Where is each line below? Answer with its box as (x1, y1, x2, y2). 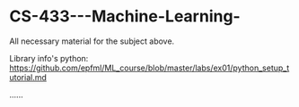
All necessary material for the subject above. (9, 36, 175, 46)
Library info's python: (9, 53, 89, 63)
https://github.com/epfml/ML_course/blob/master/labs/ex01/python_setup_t (9, 62, 290, 73)
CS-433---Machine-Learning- (9, 6, 241, 27)
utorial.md (9, 71, 48, 82)
